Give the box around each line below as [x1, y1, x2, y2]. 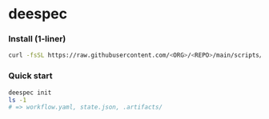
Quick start [8, 70, 54, 81]
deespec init [8, 89, 52, 97]
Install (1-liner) [8, 34, 66, 45]
